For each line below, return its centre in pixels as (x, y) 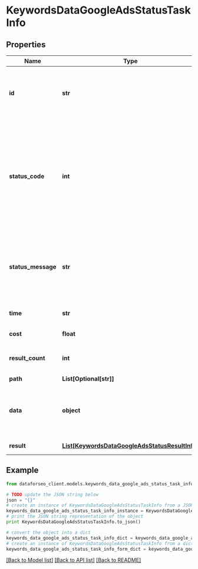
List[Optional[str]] (88, 379)
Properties (26, 44)
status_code (27, 176)
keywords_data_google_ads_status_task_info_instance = (75, 511)
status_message (33, 267)
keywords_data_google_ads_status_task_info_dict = (70, 538)
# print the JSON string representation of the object (75, 517)
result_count (27, 358)
